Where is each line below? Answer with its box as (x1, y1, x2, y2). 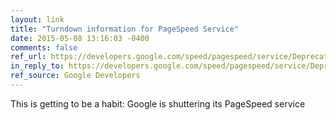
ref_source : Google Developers (10, 71, 141, 81)
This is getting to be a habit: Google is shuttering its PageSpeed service (10, 97, 306, 110)
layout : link (10, 14, 65, 25)
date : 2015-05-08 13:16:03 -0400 (10, 33, 150, 43)
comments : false (10, 42, 78, 53)
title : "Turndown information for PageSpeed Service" (10, 24, 240, 34)
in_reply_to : (10, 61, 65, 71)
